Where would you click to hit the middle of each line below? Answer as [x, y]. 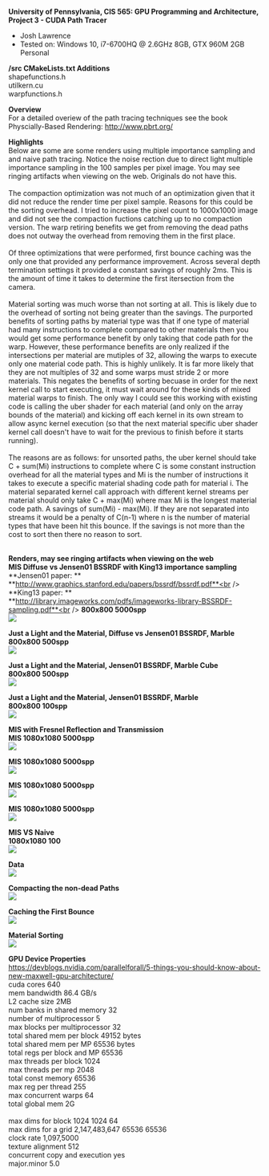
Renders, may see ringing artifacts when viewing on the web [111, 558]
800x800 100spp [38, 706]
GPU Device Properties [47, 959]
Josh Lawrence [45, 36]
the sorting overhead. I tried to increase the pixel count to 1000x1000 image [133, 210]
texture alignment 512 [44, 1146]
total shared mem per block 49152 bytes [75, 1036]
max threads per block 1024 [54, 1061]
